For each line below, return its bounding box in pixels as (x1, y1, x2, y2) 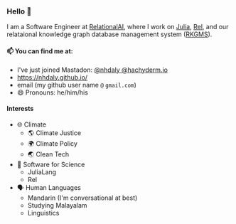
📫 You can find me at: (6, 46, 73, 55)
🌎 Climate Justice (27, 128, 82, 137)
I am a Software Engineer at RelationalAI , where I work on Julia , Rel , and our (6, 23, 229, 31)
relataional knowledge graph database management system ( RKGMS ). (6, 30, 213, 38)
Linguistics (27, 208, 60, 217)
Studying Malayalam (27, 201, 87, 209)
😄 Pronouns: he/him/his (16, 88, 88, 97)
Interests (6, 105, 34, 113)
